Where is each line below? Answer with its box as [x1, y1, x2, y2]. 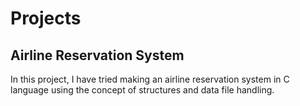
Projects [10, 7, 82, 30]
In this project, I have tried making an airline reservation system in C [10, 73, 290, 85]
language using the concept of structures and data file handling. [10, 84, 275, 96]
